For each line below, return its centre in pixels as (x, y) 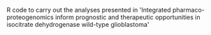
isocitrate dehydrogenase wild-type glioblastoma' (78, 24)
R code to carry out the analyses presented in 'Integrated (89, 10)
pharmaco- (189, 10)
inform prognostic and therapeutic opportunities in (128, 17)
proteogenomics (30, 17)
